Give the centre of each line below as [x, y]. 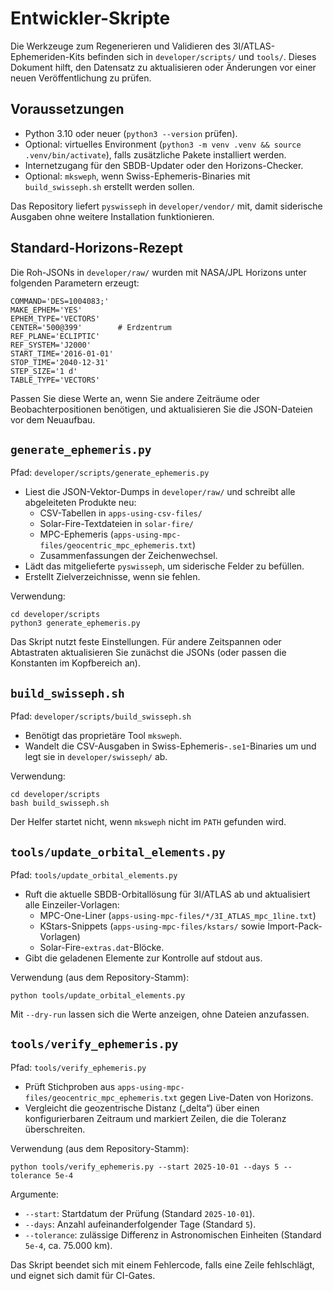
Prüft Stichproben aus [70, 1086]
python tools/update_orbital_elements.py [98, 996]
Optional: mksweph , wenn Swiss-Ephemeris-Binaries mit [137, 176]
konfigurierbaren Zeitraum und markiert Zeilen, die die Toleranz [155, 1118]
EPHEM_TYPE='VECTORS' [55, 318]
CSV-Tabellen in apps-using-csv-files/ [121, 513]
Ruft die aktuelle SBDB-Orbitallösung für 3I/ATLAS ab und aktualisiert [167, 894]
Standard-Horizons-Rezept [97, 248]
